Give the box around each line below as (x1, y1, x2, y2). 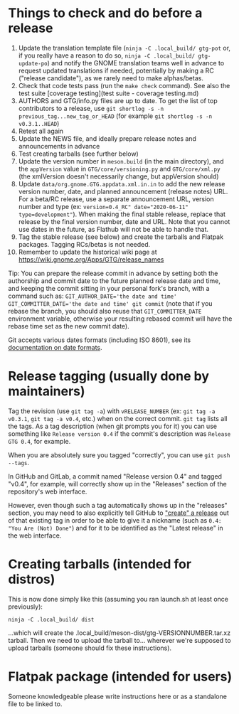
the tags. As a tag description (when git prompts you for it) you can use (8, 422, 218, 430)
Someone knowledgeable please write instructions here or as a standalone (8, 692, 227, 700)
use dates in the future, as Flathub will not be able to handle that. (18, 225, 209, 233)
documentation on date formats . (8, 343, 102, 351)
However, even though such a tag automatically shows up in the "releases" (8, 501, 228, 509)
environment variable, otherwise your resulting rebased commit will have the (8, 314, 233, 323)
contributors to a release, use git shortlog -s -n (18, 104, 164, 112)
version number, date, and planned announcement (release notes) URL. (18, 187, 228, 196)
